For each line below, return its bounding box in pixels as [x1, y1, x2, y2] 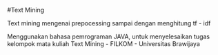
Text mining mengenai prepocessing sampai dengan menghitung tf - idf [7, 19, 211, 27]
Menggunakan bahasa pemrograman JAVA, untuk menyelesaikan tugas [7, 32, 210, 41]
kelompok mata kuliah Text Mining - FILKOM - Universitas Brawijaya [7, 40, 200, 47]
